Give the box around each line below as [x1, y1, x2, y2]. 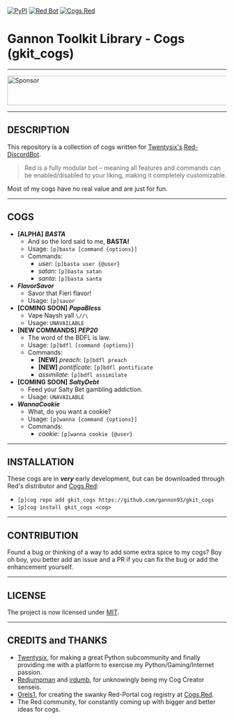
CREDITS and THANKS [7, 634, 108, 647]
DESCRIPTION [7, 124, 70, 136]
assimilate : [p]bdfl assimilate [38, 370, 127, 379]
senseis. [17, 682, 42, 691]
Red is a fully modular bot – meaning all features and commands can [24, 164, 221, 172]
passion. [17, 668, 42, 676]
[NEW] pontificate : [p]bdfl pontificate [38, 363, 153, 371]
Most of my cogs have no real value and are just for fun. [7, 185, 169, 193]
